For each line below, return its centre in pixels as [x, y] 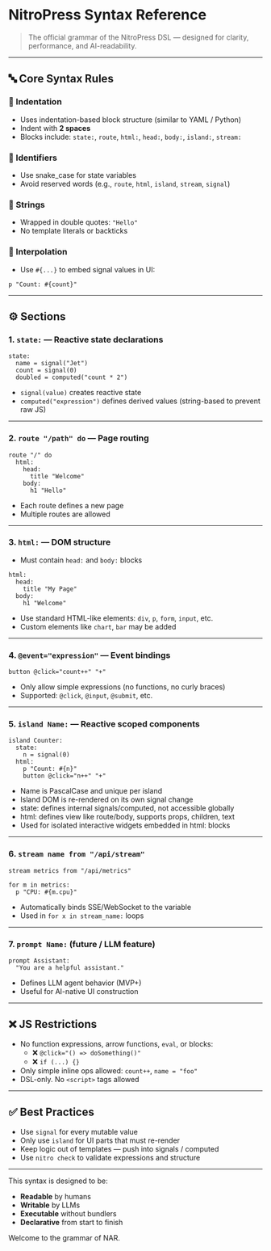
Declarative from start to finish [71, 1222]
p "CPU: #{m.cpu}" [47, 892]
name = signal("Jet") [52, 364]
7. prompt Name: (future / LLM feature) [82, 944]
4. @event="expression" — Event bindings [90, 655]
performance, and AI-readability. [82, 45]
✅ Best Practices [51, 1112]
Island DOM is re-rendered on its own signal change [106, 800]
